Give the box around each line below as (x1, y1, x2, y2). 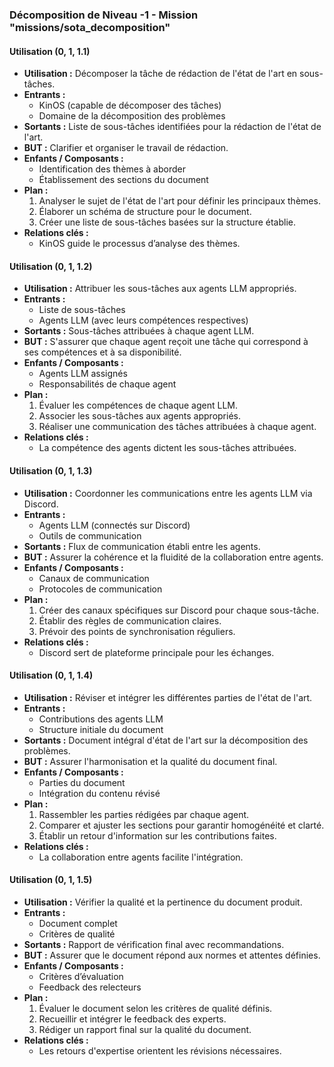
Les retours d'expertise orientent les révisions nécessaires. (38, 1044, 282, 1057)
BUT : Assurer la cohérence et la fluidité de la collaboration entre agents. (23, 551, 324, 563)
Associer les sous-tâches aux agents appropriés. (38, 410, 241, 422)
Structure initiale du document (38, 723, 164, 735)
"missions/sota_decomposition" (9, 20, 171, 34)
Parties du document (38, 776, 126, 788)
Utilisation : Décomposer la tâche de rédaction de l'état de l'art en (23, 68, 298, 80)
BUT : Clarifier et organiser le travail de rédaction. (23, 142, 229, 154)
